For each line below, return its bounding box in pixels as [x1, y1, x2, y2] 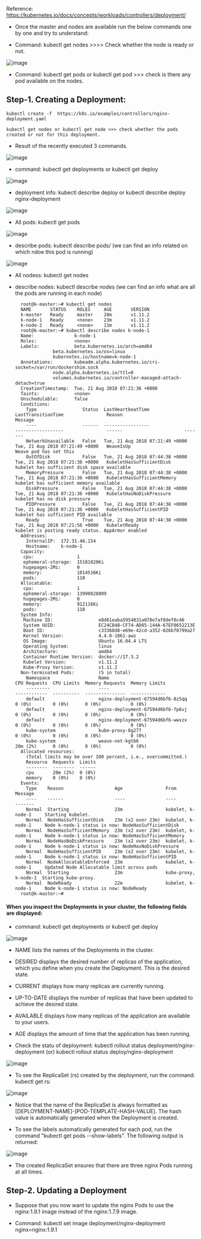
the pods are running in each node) [14, 289, 103, 297]
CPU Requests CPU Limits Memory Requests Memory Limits [14, 680, 166, 686]
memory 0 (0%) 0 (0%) [26, 775, 96, 781]
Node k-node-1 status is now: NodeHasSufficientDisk [44, 822, 179, 828]
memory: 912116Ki [23, 601, 99, 607]
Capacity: [20, 549, 45, 555]
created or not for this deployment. [6, 132, 101, 138]
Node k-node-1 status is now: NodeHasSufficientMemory [44, 832, 185, 838]
